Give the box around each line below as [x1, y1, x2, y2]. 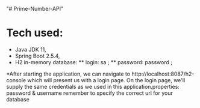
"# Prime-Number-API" [6, 5, 64, 12]
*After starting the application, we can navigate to [6, 70, 131, 77]
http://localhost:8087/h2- [131, 70, 195, 77]
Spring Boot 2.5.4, [14, 52, 60, 59]
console [6, 76, 27, 83]
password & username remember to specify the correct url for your [6, 89, 173, 97]
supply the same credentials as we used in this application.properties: [6, 83, 180, 90]
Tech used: [6, 26, 63, 40]
